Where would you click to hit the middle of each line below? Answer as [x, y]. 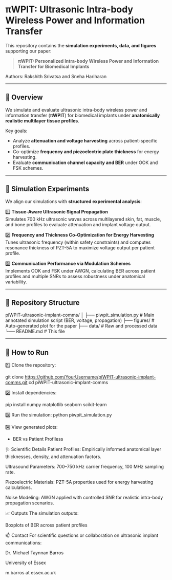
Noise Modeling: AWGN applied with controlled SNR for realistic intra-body [84, 498]
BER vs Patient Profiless [38, 439]
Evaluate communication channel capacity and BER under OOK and [85, 162]
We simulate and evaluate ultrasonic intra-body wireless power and [76, 110]
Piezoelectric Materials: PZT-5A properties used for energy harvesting [79, 482]
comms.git [16, 383]
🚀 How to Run [27, 352]
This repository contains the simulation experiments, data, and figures [81, 45]
